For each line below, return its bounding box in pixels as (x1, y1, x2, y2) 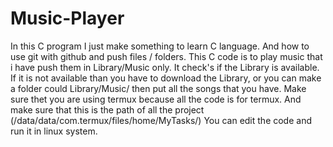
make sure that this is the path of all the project (10, 103, 205, 116)
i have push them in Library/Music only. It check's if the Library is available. (10, 61, 320, 73)
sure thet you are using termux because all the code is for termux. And (10, 93, 302, 105)
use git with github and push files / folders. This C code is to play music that (10, 50, 323, 62)
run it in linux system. (10, 125, 98, 137)
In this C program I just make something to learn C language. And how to (10, 40, 310, 52)
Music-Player (10, 7, 125, 30)
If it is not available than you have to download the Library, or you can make (10, 72, 322, 84)
